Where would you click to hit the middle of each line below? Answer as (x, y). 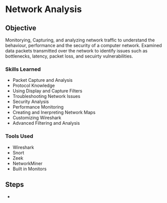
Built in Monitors (30, 169)
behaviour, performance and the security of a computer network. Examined (84, 45)
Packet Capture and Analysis (43, 80)
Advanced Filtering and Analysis (46, 123)
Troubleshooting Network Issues (46, 96)
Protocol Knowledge (34, 86)
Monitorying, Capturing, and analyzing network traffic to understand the (80, 40)
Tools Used (19, 136)
